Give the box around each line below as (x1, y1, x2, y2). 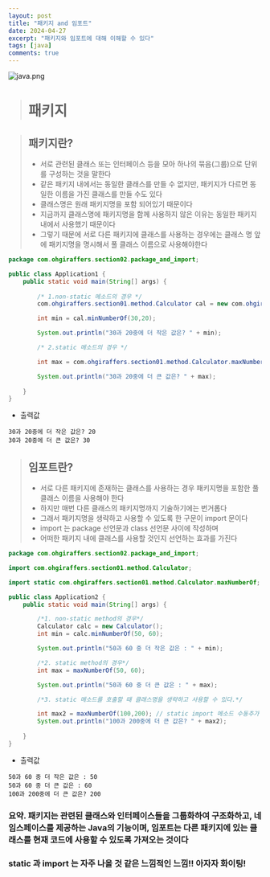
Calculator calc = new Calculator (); (37, 622, 163, 631)
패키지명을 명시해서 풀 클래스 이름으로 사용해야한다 (48, 240, 208, 249)
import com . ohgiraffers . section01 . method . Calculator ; (8, 563, 193, 572)
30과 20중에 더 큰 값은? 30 (8, 436, 91, 445)
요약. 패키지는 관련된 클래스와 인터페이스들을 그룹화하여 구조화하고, (8, 809, 252, 821)
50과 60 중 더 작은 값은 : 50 (8, 772, 98, 781)
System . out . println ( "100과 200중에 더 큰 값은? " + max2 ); (37, 717, 227, 726)
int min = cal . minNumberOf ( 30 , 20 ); (37, 314, 157, 322)
